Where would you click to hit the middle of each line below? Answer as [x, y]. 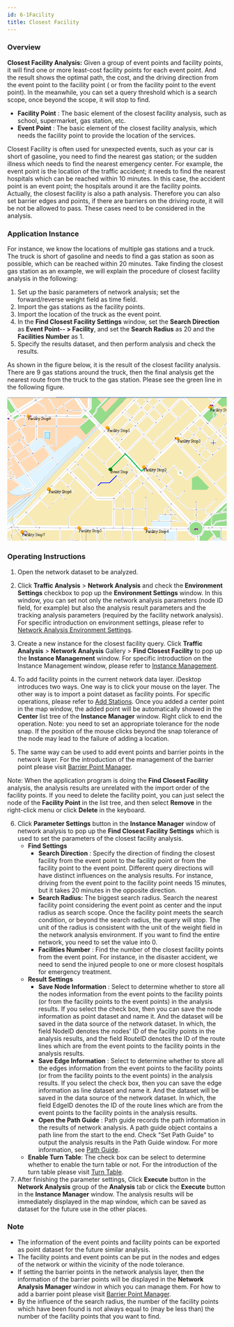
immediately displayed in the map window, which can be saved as [112, 1201]
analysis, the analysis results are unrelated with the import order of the [109, 788]
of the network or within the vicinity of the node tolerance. [101, 1264]
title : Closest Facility [43, 22]
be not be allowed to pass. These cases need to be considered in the [106, 208]
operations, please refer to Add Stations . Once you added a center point [121, 701]
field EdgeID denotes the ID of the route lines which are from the [131, 1105]
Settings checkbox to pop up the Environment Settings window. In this [120, 592]
